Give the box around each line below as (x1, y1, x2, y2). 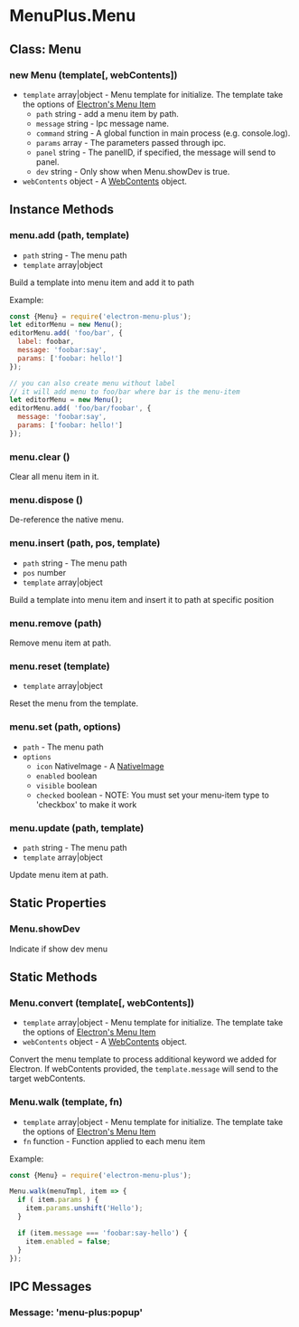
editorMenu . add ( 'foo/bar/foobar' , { (9, 404, 152, 413)
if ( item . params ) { (17, 1196, 99, 1205)
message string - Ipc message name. (35, 118, 170, 129)
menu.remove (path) (9, 616, 102, 629)
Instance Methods (9, 202, 115, 217)
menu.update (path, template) (9, 821, 145, 834)
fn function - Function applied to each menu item (22, 1135, 206, 1146)
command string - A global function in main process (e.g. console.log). (35, 128, 291, 138)
